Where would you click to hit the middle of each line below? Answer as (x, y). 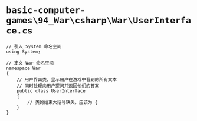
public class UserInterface (51, 91)
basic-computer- (46, 10)
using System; (24, 52)
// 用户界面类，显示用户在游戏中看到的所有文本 (67, 79)
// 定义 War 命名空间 (30, 63)
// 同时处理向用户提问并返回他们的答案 (58, 86)
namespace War (24, 68)
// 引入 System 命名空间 (34, 46)
